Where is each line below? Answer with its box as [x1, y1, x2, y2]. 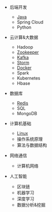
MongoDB [17, 111, 37, 116]
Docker [17, 65, 32, 71]
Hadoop [17, 44, 33, 50]
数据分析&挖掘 [17, 202, 46, 208]
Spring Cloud [17, 19, 44, 25]
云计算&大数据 [9, 35, 38, 40]
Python [17, 24, 32, 30]
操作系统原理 [17, 136, 43, 142]
